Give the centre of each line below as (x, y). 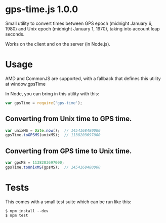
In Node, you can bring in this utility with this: (52, 94)
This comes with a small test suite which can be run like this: (68, 202)
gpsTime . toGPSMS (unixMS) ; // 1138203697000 (53, 135)
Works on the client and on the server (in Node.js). (58, 44)
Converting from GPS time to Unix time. (69, 151)
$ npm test (17, 215)
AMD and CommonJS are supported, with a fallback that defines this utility (83, 78)
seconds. (15, 34)
